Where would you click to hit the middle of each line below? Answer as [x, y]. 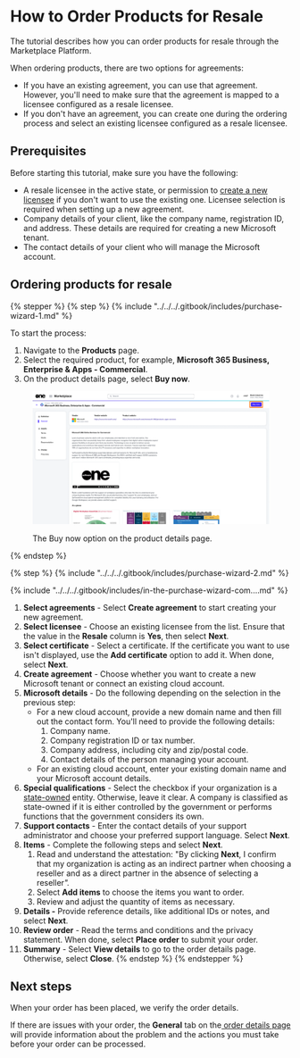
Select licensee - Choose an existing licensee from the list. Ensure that [154, 626]
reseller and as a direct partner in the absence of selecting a [147, 873]
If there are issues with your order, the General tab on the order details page [150, 1025]
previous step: [50, 702]
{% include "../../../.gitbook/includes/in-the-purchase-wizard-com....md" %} [149, 590]
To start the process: [49, 333]
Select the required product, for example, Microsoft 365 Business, [146, 360]
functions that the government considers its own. [113, 816]
